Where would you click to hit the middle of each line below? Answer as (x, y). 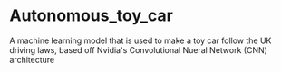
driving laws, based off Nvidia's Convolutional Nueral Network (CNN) (138, 49)
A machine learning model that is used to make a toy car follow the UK (140, 40)
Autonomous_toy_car (92, 16)
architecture (32, 59)
